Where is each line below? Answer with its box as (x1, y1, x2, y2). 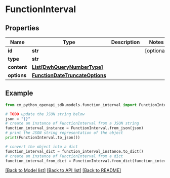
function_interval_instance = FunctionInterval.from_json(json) (5, 125, 144, 131)
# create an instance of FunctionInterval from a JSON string (5, 121, 139, 126)
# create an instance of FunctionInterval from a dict (5, 153, 123, 159)
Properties (5, 24, 39, 32)
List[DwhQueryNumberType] (32, 64, 104, 70)
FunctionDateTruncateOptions (32, 72, 106, 79)
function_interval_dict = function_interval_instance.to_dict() (5, 149, 144, 154)
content (8, 64, 27, 70)
